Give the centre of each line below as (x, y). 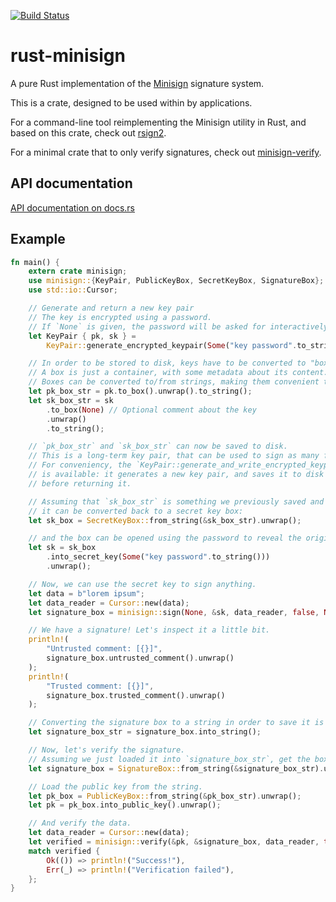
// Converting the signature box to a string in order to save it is (176, 723)
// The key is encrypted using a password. (120, 317)
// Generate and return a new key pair (111, 308)
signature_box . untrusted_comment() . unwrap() (140, 658)
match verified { (64, 851)
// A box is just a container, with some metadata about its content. (178, 373)
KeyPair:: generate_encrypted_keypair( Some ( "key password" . (172, 345)
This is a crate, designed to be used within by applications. (131, 102)
